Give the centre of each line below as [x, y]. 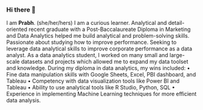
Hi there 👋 [21, 10]
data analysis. [24, 100]
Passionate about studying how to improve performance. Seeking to [91, 43]
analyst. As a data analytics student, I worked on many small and [87, 55]
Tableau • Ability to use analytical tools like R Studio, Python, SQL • [91, 88]
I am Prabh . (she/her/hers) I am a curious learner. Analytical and [87, 23]
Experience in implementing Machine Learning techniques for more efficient [101, 94]
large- [177, 55]
